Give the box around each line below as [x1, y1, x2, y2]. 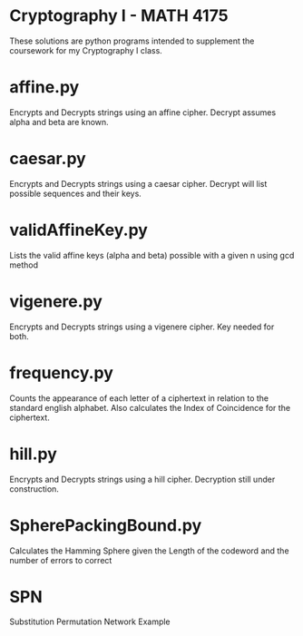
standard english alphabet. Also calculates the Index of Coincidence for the [9, 402, 291, 413]
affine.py [9, 77, 80, 98]
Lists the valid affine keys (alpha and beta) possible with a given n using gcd [9, 250, 295, 260]
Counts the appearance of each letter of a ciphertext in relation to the [9, 392, 269, 404]
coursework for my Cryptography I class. [9, 44, 163, 55]
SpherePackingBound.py [9, 514, 202, 535]
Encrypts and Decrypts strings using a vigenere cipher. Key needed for [9, 321, 275, 332]
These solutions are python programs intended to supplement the [9, 35, 255, 46]
